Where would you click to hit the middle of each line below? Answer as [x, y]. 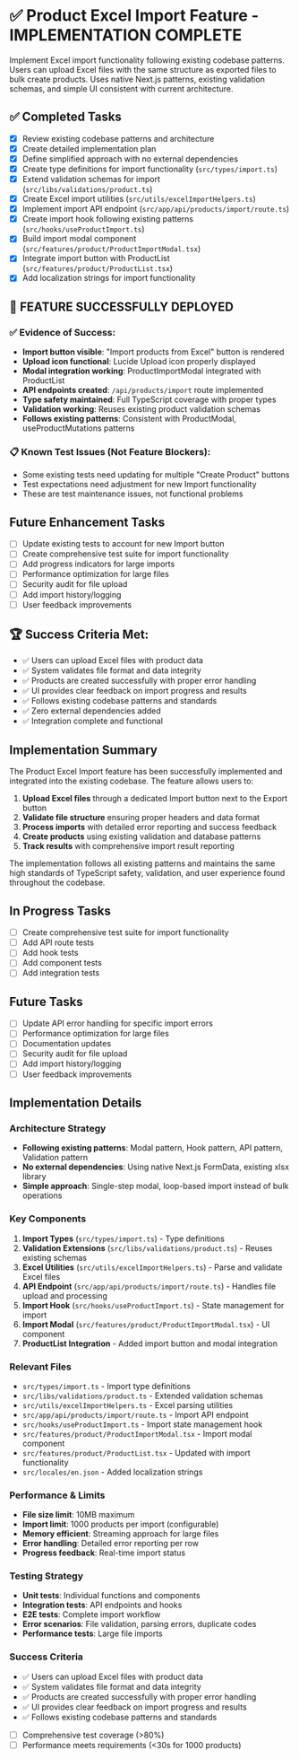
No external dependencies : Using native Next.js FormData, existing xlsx [155, 1167]
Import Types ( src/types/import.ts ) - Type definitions [124, 1238]
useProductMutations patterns [78, 428]
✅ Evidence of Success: [63, 332]
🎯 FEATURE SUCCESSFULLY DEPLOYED [122, 306]
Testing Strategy [46, 1576]
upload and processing [64, 1295]
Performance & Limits [57, 1495]
